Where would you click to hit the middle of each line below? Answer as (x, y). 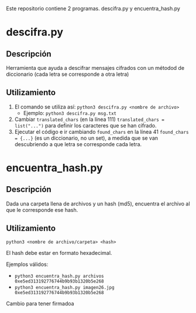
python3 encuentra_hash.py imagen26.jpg (64, 287)
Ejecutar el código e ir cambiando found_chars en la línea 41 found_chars (102, 132)
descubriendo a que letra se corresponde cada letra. (78, 144)
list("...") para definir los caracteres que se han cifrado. (85, 125)
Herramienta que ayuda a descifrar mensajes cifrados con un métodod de (95, 68)
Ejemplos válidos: (27, 264)
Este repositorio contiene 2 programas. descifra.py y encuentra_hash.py (93, 9)
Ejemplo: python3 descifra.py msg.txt (70, 113)
